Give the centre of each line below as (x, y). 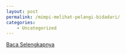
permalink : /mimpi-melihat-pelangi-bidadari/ (63, 17)
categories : (21, 22)
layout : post (22, 11)
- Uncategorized (37, 28)
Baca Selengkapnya (30, 45)
